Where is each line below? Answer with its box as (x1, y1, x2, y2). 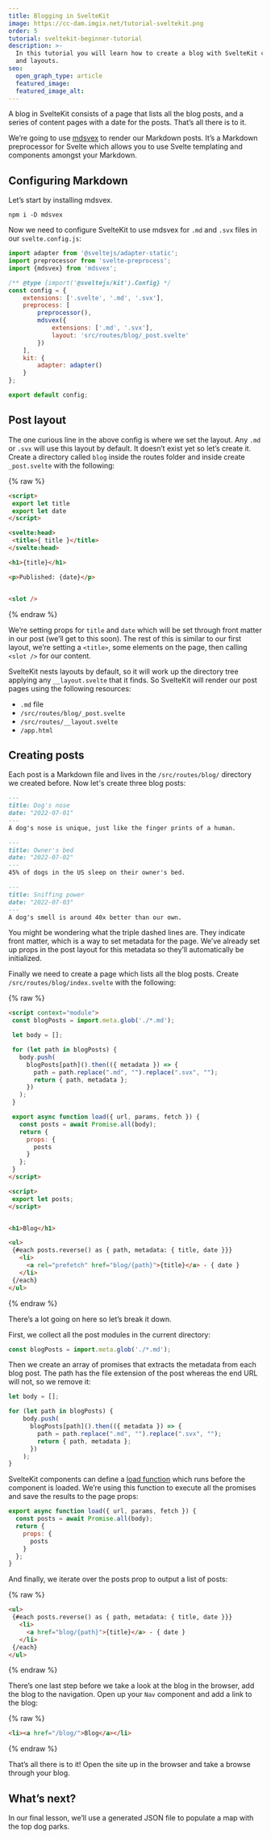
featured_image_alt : (15, 86, 85, 95)
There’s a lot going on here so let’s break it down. (8, 1314, 172, 1324)
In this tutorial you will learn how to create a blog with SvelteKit (15, 49, 258, 57)
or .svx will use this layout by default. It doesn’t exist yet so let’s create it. (8, 443, 252, 453)
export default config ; (8, 391, 89, 400)
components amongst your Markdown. (8, 150, 137, 160)
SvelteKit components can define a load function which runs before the (8, 1475, 246, 1484)
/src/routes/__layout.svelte (19, 718, 119, 726)
